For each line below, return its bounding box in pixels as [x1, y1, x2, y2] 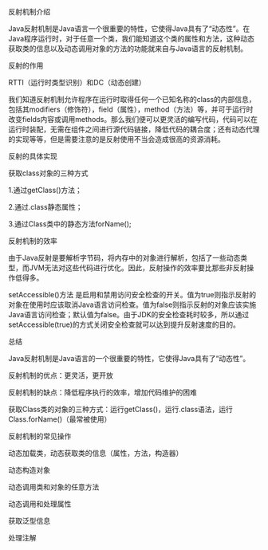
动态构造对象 [8, 466, 50, 474]
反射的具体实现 [8, 151, 57, 161]
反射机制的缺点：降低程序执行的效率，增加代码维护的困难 [8, 387, 197, 397]
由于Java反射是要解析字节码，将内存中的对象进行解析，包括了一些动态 [8, 253, 241, 262]
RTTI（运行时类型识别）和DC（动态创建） [8, 78, 146, 87]
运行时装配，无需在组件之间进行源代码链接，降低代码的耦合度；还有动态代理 [8, 124, 260, 134]
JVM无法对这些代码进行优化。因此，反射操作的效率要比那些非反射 [29, 263, 247, 273]
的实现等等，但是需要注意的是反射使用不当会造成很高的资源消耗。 [8, 135, 225, 143]
